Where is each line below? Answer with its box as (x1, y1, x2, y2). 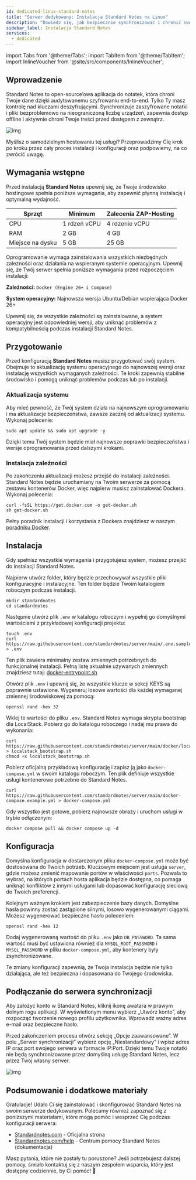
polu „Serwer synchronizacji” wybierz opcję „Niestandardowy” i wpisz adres (6, 1038, 190, 1046)
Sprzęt (23, 209, 43, 217)
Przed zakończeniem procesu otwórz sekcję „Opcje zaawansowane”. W (6, 1032, 179, 1039)
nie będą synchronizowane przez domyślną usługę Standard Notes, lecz (6, 1051, 180, 1058)
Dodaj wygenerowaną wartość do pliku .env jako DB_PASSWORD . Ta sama (6, 933, 176, 940)
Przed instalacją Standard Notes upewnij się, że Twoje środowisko (6, 183, 166, 190)
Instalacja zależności (6, 459, 67, 467)
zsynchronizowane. (6, 952, 54, 959)
